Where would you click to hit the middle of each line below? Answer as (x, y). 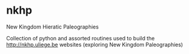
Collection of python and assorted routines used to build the (80, 38)
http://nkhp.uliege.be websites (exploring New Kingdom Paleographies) (94, 45)
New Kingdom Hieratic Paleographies (52, 27)
